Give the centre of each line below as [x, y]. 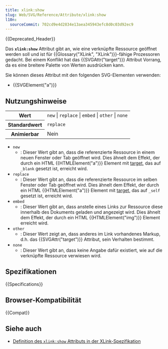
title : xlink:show [25, 10]
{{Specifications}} [24, 284]
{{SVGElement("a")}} [35, 85]
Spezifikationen [31, 272]
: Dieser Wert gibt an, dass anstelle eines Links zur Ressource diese [91, 207]
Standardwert [25, 125]
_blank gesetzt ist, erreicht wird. [54, 169]
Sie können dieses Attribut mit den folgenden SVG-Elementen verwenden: [83, 75]
